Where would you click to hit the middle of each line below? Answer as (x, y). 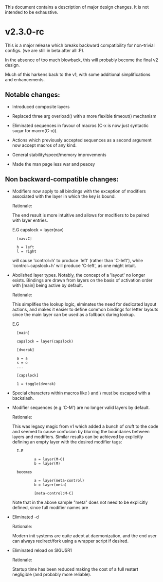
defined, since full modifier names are (50, 507)
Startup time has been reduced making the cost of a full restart (75, 569)
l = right (27, 251)
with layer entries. (30, 220)
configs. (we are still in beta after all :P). (45, 50)
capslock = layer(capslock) (45, 341)
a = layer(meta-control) (59, 480)
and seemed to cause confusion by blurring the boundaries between (81, 431)
